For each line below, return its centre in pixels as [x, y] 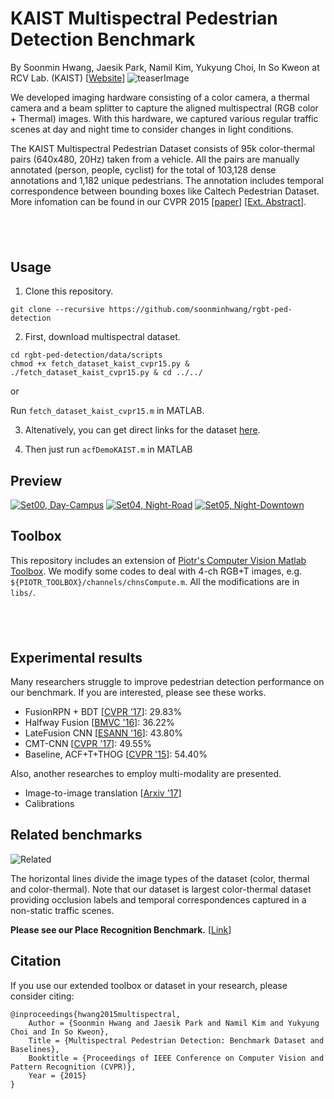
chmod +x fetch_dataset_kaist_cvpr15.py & [100, 364]
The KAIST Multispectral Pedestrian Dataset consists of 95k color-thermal [163, 148]
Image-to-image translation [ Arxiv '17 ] [103, 793]
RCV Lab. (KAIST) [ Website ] [68, 78]
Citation [36, 961]
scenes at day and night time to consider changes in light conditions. [152, 129]
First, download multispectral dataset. [102, 337]
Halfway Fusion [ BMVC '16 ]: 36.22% [99, 722]
